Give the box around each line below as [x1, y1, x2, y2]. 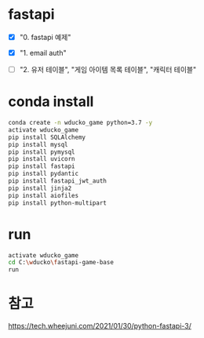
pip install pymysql [8, 147, 76, 156]
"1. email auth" [19, 49, 67, 57]
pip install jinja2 [8, 184, 72, 192]
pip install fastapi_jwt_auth [8, 177, 107, 185]
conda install [8, 93, 94, 111]
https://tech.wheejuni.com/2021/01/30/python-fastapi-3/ [8, 322, 192, 331]
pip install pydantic [8, 170, 79, 178]
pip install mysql [8, 140, 68, 148]
